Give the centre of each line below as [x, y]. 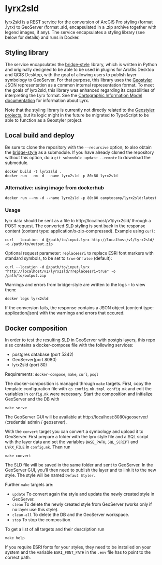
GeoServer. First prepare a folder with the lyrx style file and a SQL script [77, 436]
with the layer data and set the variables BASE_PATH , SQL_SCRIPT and [72, 442]
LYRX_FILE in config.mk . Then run [38, 447]
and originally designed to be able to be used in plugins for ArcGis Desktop [80, 69]
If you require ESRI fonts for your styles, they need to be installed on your [78, 547]
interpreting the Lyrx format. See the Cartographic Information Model [74, 95]
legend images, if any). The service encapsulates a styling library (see [75, 32]
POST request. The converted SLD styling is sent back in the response [75, 226]
